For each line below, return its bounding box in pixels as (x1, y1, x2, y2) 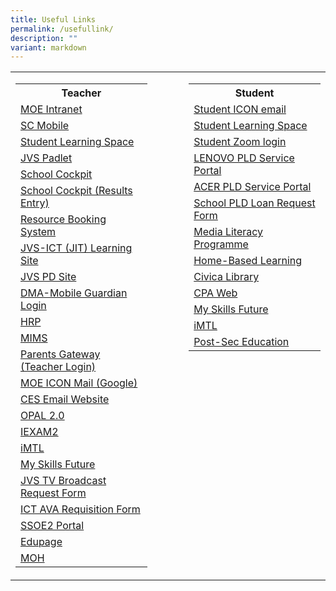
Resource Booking (20, 212, 107, 226)
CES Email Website (20, 392, 110, 406)
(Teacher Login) (20, 360, 97, 374)
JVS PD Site (20, 270, 77, 284)
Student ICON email (193, 102, 287, 116)
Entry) (20, 196, 50, 210)
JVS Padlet (20, 151, 73, 165)
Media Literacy (193, 225, 264, 239)
